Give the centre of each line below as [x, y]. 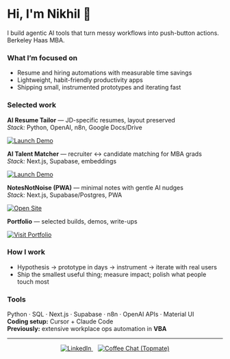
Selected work [32, 105]
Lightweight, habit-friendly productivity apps [80, 80]
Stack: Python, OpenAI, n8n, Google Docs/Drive [75, 127]
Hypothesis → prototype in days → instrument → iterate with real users [117, 267]
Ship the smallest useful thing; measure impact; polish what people [112, 274]
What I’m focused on [42, 57]
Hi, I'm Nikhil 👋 [49, 14]
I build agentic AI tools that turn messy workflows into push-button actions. [113, 33]
